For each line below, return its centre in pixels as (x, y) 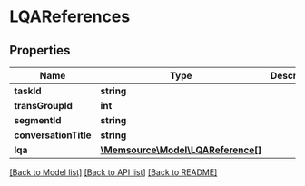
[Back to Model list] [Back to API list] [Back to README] (113, 172)
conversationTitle (53, 135)
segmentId (38, 120)
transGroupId (43, 106)
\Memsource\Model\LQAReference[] (181, 150)
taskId (28, 91)
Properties (40, 50)
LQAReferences (70, 17)
